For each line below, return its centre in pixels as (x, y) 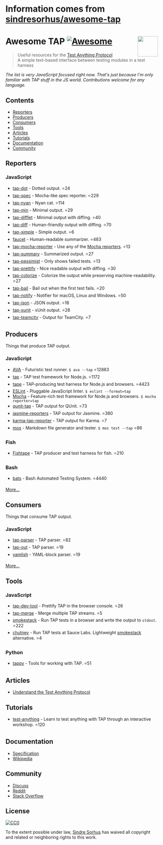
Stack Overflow (28, 796)
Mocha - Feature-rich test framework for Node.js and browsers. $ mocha (84, 396)
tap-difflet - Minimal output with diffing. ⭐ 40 (57, 217)
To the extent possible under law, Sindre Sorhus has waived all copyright (78, 832)
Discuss (20, 785)
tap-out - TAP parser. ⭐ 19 (38, 547)
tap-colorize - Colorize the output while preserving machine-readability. (84, 275)
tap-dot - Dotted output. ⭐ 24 (41, 188)
